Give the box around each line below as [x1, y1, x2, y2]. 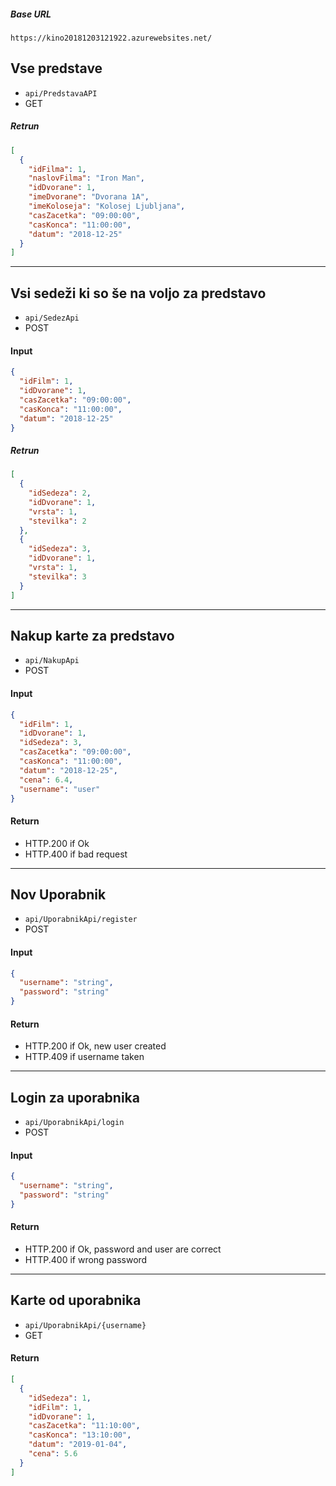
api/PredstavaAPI [24, 88, 98, 99]
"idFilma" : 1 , [28, 164, 87, 174]
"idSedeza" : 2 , [28, 488, 92, 499]
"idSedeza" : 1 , [28, 1393, 92, 1403]
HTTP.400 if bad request [24, 848, 128, 860]
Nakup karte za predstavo [10, 628, 175, 644]
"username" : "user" [19, 784, 101, 794]
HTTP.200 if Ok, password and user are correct [24, 1243, 222, 1255]
